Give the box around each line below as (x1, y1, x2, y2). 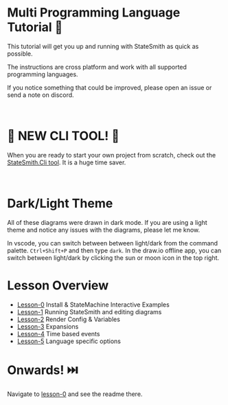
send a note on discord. (7, 91, 74, 99)
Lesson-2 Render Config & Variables (16, 315, 120, 323)
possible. (7, 50, 33, 58)
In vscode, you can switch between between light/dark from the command (7, 239, 218, 247)
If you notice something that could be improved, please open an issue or (7, 83, 212, 91)
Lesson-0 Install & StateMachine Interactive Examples (16, 300, 170, 309)
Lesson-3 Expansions (16, 322, 79, 331)
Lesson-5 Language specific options (16, 337, 122, 345)
